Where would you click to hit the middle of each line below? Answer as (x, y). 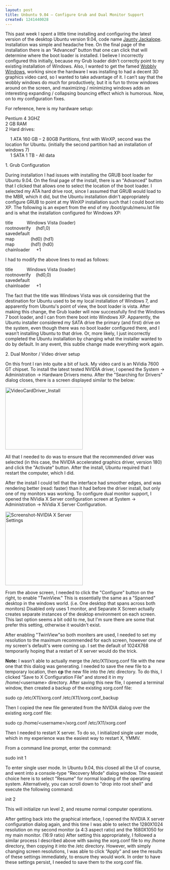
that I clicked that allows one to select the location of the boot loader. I (79, 186)
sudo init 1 (16, 758)
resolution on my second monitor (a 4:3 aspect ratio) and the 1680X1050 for (84, 830)
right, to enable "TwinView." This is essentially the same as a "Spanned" (80, 598)
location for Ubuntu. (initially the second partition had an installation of (79, 144)
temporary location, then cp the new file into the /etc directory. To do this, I (84, 672)
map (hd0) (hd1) (30, 239)
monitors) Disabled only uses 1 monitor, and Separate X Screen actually (80, 609)
